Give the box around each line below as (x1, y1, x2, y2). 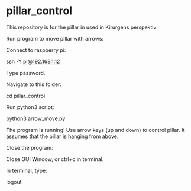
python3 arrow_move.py (6, 115, 66, 122)
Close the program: (6, 144, 53, 151)
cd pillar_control (6, 92, 46, 99)
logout (6, 178, 22, 185)
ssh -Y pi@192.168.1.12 (6, 58, 60, 65)
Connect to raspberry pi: (6, 46, 66, 54)
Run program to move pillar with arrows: (6, 35, 104, 42)
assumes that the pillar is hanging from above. (6, 133, 119, 140)
